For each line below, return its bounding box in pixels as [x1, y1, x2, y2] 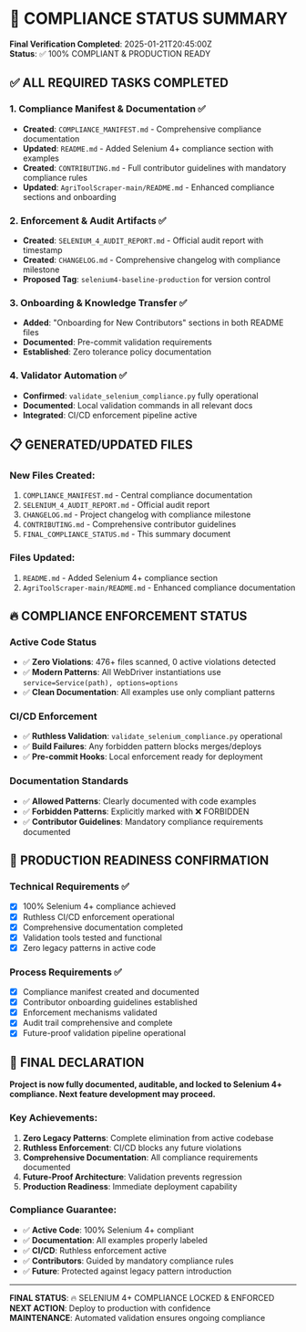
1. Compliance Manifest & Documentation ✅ [9, 102, 207, 115]
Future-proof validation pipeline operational [22, 1028, 187, 1039]
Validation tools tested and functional [22, 932, 162, 943]
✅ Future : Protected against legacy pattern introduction [22, 1265, 232, 1276]
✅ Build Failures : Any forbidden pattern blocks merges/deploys [22, 741, 262, 752]
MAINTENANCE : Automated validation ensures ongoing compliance [9, 1312, 266, 1323]
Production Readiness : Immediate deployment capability [22, 1180, 238, 1191]
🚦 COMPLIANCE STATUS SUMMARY [9, 8, 289, 29]
